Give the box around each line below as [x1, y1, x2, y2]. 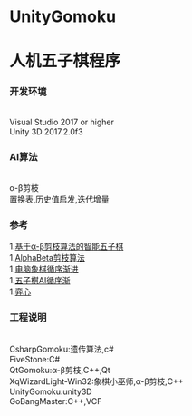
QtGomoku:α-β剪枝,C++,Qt [9, 364, 110, 375]
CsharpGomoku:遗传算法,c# [9, 343, 115, 354]
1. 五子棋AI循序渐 [9, 275, 71, 286]
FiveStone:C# [9, 353, 61, 364]
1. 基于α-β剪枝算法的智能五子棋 [9, 241, 124, 252]
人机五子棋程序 [9, 51, 121, 72]
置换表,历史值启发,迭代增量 [9, 193, 110, 204]
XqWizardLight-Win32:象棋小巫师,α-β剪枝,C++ [9, 375, 184, 387]
